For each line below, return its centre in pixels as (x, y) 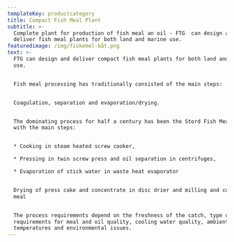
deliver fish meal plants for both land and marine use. (98, 40)
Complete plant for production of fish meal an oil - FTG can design (118, 33)
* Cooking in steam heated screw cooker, (75, 147)
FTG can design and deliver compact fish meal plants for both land (115, 59)
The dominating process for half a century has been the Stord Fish (115, 121)
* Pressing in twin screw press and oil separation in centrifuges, (115, 159)
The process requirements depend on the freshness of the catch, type (118, 215)
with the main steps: (45, 128)
